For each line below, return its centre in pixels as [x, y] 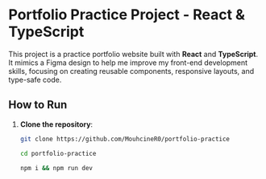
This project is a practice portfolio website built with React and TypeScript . [133, 54]
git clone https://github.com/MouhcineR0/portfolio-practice [125, 139]
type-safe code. [35, 79]
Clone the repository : [56, 124]
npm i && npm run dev [56, 168]
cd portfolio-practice [58, 153]
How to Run [38, 105]
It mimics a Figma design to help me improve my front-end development [128, 63]
